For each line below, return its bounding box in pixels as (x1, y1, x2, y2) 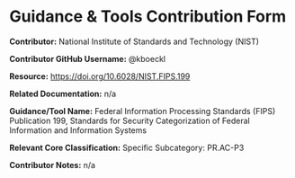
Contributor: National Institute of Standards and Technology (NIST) (9, 36, 259, 47)
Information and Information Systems (9, 124, 147, 136)
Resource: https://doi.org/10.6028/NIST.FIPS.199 (9, 70, 191, 82)
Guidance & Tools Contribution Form (9, 6, 287, 27)
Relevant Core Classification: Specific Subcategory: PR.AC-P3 (9, 142, 245, 153)
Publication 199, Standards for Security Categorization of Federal (9, 115, 250, 126)
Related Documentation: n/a (9, 88, 117, 99)
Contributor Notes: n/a (9, 159, 96, 170)
